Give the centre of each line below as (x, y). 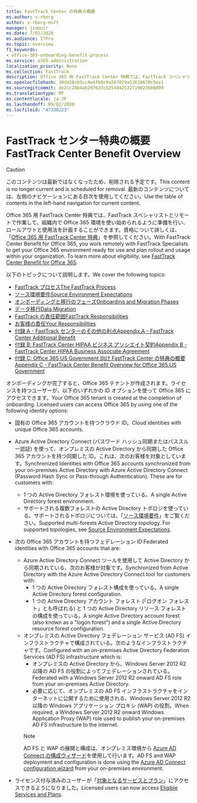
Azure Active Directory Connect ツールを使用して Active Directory (103, 561)
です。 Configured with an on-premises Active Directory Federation (109, 650)
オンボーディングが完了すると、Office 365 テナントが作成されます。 (89, 383)
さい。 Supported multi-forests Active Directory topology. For (97, 523)
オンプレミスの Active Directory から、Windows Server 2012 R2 (109, 664)
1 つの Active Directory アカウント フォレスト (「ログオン (100, 601)
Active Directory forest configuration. (77, 594)
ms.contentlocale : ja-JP (36, 99)
